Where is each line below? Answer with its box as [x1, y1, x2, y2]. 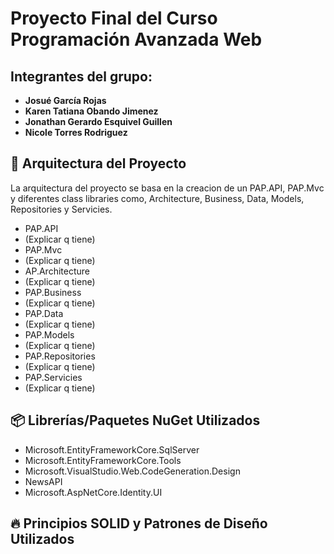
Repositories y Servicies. [10, 203, 113, 215]
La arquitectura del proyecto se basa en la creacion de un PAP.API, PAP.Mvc [10, 182, 325, 194]
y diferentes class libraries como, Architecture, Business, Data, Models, [10, 192, 305, 204]
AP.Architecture [24, 265, 90, 277]
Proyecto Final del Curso [10, 7, 218, 30]
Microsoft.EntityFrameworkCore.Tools [24, 454, 182, 466]
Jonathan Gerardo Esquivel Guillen [24, 116, 173, 127]
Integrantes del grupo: [10, 68, 153, 85]
